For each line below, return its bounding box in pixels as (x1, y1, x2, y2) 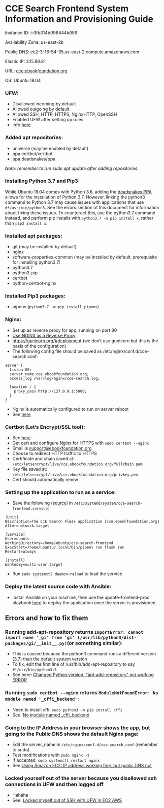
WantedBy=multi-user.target (5, 562, 63, 567)
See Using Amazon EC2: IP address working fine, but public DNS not (12, 762, 152, 768)
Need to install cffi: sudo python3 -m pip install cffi (12, 707, 123, 712)
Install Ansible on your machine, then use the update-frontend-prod (12, 594, 150, 600)
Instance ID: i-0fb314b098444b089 (5, 30, 78, 35)
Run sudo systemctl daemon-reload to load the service (12, 571, 123, 577)
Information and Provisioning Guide (5, 13, 154, 25)
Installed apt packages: (5, 232, 63, 239)
